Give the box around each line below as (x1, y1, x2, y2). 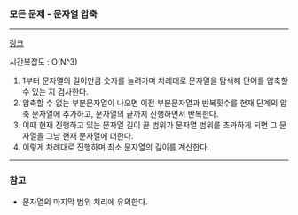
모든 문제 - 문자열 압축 (9, 7, 98, 19)
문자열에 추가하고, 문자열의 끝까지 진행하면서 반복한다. (31, 109, 219, 119)
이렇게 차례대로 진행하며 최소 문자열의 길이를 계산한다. (21, 142, 210, 152)
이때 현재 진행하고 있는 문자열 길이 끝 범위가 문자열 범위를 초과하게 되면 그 (21, 119, 278, 130)
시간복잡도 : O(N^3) (9, 57, 78, 67)
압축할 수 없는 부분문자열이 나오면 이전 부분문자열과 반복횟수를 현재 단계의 (21, 97, 278, 108)
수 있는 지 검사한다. (21, 87, 89, 97)
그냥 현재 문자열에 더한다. (45, 131, 134, 142)
